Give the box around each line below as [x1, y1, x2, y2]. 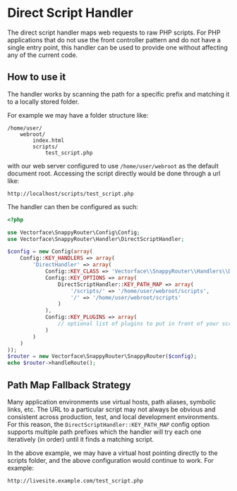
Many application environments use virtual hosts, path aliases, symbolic [7, 397, 217, 406]
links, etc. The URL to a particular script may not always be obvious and [7, 405, 216, 414]
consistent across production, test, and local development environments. [7, 412, 219, 421]
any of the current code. [7, 51, 78, 59]
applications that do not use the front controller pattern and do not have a [7, 35, 221, 44]
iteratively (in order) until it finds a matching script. [7, 435, 154, 443]
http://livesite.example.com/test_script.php [7, 477, 143, 484]
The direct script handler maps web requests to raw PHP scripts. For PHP [7, 28, 221, 37]
